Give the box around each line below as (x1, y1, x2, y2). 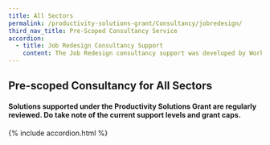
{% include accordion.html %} (8, 128, 108, 138)
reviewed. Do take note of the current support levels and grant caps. (8, 110, 241, 119)
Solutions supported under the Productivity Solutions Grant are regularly (8, 101, 257, 111)
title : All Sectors (8, 11, 74, 20)
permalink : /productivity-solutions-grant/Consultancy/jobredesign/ (8, 19, 243, 27)
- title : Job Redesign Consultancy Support (15, 42, 163, 50)
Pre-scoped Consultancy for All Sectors (8, 79, 213, 93)
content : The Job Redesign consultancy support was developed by (22, 49, 247, 57)
